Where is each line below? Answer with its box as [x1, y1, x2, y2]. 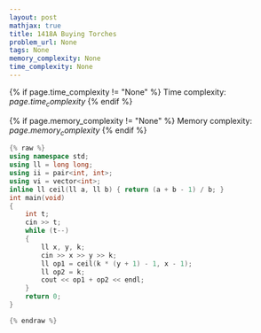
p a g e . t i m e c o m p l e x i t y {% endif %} [9, 96, 133, 109]
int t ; [25, 210, 50, 219]
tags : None [9, 46, 50, 55]
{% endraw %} [9, 316, 58, 325]
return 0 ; [25, 292, 62, 301]
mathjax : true [9, 21, 62, 30]
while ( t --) [25, 227, 69, 236]
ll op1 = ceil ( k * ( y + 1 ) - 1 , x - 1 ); [41, 259, 193, 268]
